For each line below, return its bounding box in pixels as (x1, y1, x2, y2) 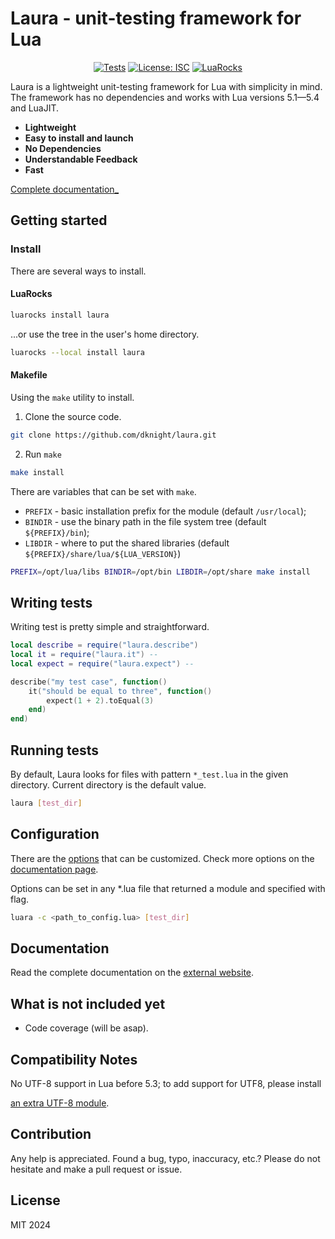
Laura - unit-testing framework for (10, 7, 302, 30)
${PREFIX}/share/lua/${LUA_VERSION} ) (24, 547, 182, 559)
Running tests (10, 742, 100, 759)
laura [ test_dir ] (10, 798, 83, 809)
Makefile (10, 369, 48, 381)
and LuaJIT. (10, 102, 60, 114)
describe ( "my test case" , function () (10, 677, 168, 687)
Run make (24, 448, 62, 460)
